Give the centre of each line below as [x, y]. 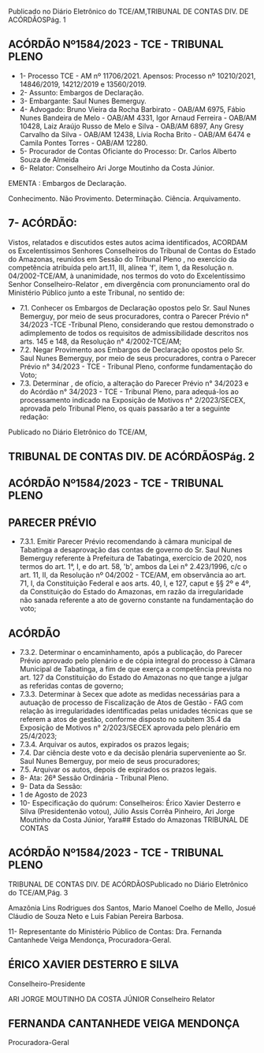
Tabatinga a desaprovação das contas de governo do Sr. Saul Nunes [131, 550]
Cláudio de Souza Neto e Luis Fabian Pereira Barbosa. [96, 916]
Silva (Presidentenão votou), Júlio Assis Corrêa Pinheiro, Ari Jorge [127, 812]
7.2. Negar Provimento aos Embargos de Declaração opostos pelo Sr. [132, 349]
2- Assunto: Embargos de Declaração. [82, 92]
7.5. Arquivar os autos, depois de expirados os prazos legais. [118, 770]
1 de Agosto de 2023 [54, 794]
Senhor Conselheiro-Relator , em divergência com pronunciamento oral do [129, 284]
